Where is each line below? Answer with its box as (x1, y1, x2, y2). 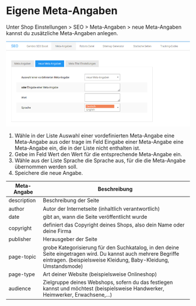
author (8, 205, 24, 212)
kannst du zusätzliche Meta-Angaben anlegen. (6, 29, 118, 36)
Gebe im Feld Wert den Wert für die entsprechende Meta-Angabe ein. (14, 150, 183, 157)
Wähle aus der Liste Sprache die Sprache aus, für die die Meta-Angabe (14, 157, 186, 164)
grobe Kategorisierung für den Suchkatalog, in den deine (43, 244, 179, 251)
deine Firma (43, 228, 72, 235)
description (8, 197, 36, 204)
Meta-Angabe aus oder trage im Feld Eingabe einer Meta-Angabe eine (14, 138, 184, 145)
